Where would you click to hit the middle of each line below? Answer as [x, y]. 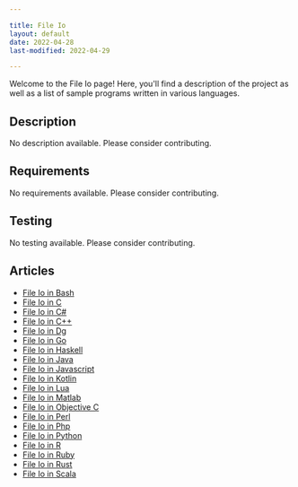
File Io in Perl [46, 416]
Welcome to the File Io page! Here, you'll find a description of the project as [149, 84]
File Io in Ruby [48, 455]
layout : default [39, 34]
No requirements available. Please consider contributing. [114, 193]
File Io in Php [46, 426]
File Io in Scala [49, 474]
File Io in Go [44, 340]
